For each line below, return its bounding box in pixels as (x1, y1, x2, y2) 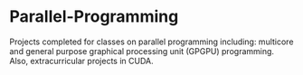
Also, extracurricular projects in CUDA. (9, 55, 154, 66)
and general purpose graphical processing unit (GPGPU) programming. (9, 45, 274, 56)
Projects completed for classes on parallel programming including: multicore (9, 36, 294, 47)
